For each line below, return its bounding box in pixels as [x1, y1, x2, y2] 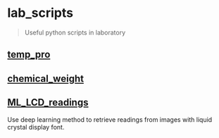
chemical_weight [7, 73, 85, 84]
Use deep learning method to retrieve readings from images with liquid [7, 115, 213, 124]
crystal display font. [7, 123, 65, 131]
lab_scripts [7, 5, 74, 21]
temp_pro [7, 49, 51, 61]
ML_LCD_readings [7, 96, 89, 108]
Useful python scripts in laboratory [24, 28, 126, 37]
